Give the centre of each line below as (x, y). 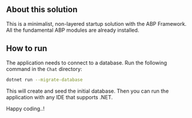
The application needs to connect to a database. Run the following (87, 63)
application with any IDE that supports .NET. (59, 97)
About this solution (42, 10)
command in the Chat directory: (44, 69)
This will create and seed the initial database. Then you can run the (87, 91)
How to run (27, 48)
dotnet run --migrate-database (44, 80)
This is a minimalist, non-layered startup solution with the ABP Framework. (96, 23)
